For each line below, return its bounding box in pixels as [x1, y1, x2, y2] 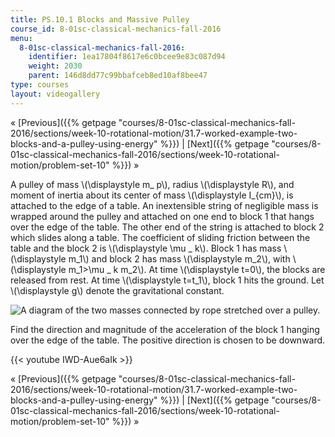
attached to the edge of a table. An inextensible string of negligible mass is [10, 199, 319, 211]
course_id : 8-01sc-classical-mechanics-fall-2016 [10, 24, 222, 34]
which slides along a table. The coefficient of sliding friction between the [10, 231, 311, 243]
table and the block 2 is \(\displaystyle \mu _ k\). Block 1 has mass [10, 242, 282, 254]
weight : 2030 [28, 61, 83, 71]
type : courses [10, 80, 70, 90]
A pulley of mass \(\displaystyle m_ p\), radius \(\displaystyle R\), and [10, 178, 295, 190]
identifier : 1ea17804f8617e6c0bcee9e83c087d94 [28, 52, 226, 62]
